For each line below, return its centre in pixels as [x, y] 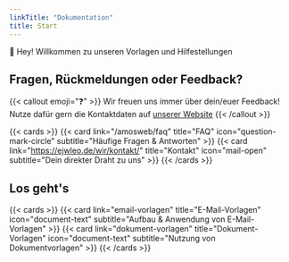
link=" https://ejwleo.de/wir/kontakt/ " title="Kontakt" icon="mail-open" [138, 151]
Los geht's [39, 188]
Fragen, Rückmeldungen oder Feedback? [126, 79]
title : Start [33, 26]
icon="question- [246, 131]
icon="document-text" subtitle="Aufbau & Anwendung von [117, 219]
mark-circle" [32, 141]
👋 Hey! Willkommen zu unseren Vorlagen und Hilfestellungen [121, 51]
